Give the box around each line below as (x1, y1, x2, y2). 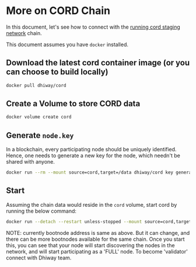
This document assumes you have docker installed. (6, 41, 129, 48)
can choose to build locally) (6, 67, 108, 77)
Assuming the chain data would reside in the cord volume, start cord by (6, 201, 177, 208)
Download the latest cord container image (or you (6, 58, 190, 68)
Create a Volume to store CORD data (6, 99, 141, 109)
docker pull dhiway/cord (6, 82, 66, 88)
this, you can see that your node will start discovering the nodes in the (6, 241, 175, 249)
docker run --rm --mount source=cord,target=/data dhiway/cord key (6, 169, 174, 176)
